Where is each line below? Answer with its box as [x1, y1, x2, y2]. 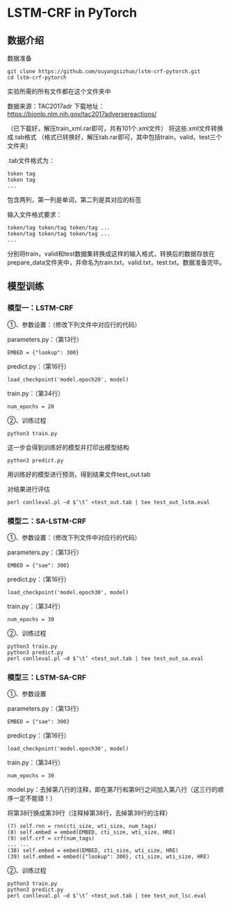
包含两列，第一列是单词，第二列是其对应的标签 [7, 196, 141, 203]
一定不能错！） [13, 794, 56, 802]
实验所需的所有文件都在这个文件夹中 [7, 87, 111, 95]
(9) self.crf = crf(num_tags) [7, 835, 95, 842]
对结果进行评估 [7, 485, 50, 493]
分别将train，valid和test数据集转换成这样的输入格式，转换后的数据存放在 [7, 249, 215, 258]
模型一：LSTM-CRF [7, 303, 74, 313]
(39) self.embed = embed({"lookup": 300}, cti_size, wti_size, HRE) [7, 853, 210, 861]
